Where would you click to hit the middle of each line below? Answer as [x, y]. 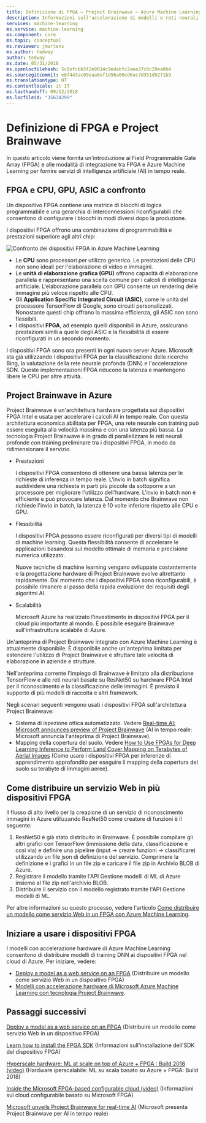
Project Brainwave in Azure [59, 395]
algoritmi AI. [30, 593]
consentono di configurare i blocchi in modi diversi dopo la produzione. [97, 218]
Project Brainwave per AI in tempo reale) [57, 1113]
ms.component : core [31, 35]
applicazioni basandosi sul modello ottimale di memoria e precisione [101, 549]
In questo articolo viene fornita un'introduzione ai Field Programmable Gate [101, 158]
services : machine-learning [42, 23]
